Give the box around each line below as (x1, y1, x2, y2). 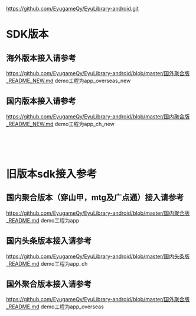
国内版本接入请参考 (6, 96, 76, 106)
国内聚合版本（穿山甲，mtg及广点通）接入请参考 (6, 192, 184, 203)
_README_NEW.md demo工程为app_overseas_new (6, 77, 131, 84)
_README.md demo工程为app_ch (6, 260, 88, 267)
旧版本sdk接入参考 (6, 167, 97, 180)
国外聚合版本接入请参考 (6, 279, 92, 289)
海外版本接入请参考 (6, 53, 76, 63)
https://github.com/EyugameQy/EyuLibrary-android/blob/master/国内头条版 (6, 253, 190, 260)
